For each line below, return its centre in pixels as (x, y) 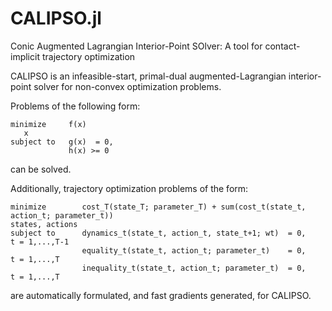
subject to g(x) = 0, (62, 142)
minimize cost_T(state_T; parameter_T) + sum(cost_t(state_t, (158, 207)
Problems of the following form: (75, 106)
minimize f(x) (48, 124)
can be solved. (41, 169)
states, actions (44, 224)
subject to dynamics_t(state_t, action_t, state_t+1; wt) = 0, (158, 233)
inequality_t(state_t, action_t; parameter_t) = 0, (194, 268)
